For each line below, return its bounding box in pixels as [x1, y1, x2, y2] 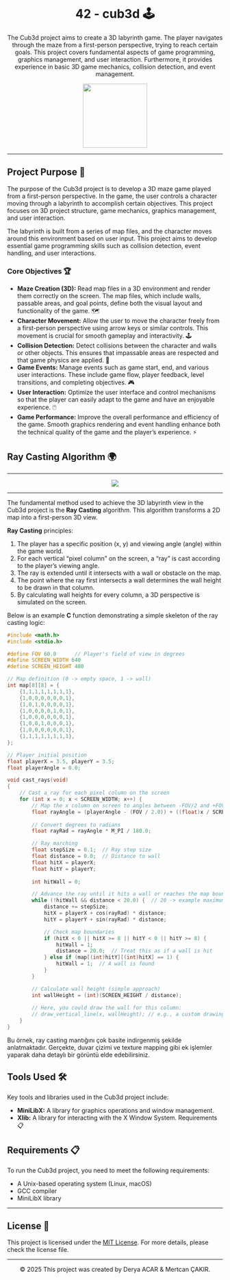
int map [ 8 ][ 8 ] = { [7, 682, 60, 689]
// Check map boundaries [43, 928, 115, 935]
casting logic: [7, 618, 45, 626]
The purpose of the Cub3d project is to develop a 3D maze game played [7, 184, 211, 193]
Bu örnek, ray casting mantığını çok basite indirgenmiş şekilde [7, 1036, 182, 1044]
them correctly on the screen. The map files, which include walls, [16, 292, 201, 300]
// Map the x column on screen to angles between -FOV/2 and [31, 802, 210, 809]
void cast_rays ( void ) [7, 776, 69, 784]
